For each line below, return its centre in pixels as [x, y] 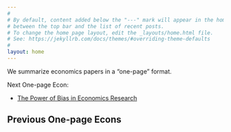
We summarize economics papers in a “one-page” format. [89, 71]
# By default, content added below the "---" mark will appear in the [110, 20]
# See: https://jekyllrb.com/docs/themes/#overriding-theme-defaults [109, 39]
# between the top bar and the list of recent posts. [86, 26]
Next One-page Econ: [38, 85]
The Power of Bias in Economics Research [77, 98]
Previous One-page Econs [64, 120]
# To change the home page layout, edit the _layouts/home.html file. [110, 33]
